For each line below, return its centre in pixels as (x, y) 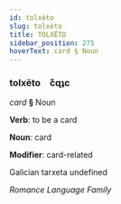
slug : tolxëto (36, 26)
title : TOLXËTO (38, 34)
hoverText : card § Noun (54, 51)
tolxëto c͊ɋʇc (40, 83)
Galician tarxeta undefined (59, 172)
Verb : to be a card (43, 120)
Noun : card (31, 137)
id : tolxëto (32, 18)
